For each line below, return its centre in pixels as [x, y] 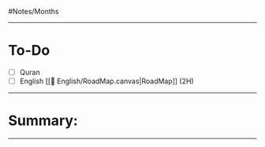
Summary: [43, 121]
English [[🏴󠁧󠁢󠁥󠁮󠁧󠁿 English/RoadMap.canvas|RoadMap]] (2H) [107, 81]
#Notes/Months [34, 11]
